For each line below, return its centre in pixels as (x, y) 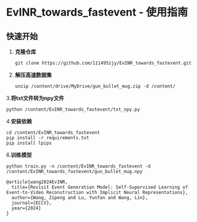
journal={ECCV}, (32, 203)
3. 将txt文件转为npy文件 (35, 98)
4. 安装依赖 (19, 121)
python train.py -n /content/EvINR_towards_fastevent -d (79, 166)
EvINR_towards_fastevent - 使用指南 (97, 12)
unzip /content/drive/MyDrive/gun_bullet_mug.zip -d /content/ (95, 86)
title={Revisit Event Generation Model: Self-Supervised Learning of (100, 187)
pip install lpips (29, 143)
